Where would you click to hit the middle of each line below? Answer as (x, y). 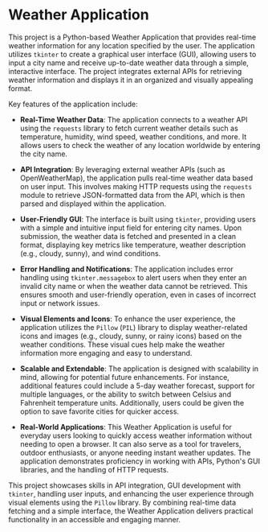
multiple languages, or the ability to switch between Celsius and (125, 394)
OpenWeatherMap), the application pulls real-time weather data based (136, 178)
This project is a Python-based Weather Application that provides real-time (132, 37)
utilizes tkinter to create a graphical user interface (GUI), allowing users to (132, 54)
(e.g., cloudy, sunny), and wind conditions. (90, 253)
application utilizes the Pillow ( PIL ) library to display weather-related (134, 327)
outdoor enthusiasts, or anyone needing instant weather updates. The (135, 452)
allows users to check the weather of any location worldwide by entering (140, 145)
